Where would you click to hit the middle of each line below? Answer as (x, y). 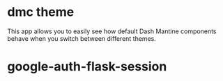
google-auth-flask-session (87, 67)
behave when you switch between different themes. (82, 38)
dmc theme (41, 12)
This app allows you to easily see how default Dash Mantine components (112, 31)
